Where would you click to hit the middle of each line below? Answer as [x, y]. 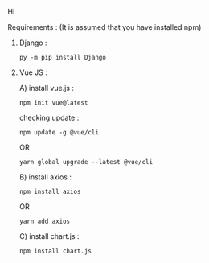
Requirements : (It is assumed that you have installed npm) [104, 27]
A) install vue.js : [46, 88]
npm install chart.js [55, 251]
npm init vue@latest [53, 103]
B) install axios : [45, 177]
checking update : [49, 117]
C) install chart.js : [49, 236]
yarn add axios [45, 221]
